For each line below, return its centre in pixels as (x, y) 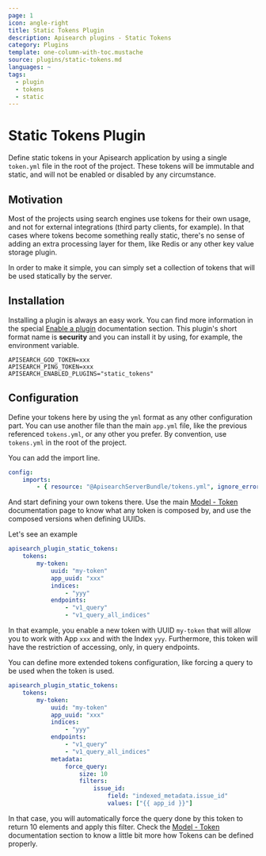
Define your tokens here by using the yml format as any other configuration (131, 417)
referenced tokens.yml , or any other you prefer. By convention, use (118, 434)
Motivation (36, 199)
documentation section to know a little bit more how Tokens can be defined (131, 835)
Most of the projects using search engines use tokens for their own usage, (129, 218)
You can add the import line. (54, 457)
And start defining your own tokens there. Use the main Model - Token (123, 502)
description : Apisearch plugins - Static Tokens (90, 38)
